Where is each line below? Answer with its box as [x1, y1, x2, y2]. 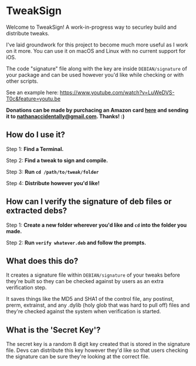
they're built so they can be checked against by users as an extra [6, 278, 164, 285]
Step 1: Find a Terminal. [6, 145, 64, 152]
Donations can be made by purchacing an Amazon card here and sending [6, 106, 189, 113]
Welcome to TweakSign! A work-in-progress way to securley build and [6, 23, 177, 31]
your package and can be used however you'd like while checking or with [6, 71, 184, 78]
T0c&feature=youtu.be [6, 95, 61, 102]
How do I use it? [6, 130, 66, 140]
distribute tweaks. [6, 29, 50, 36]
